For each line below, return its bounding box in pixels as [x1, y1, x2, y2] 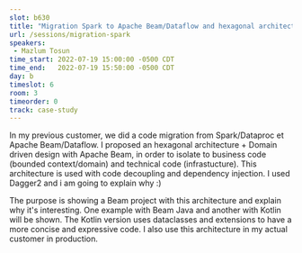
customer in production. [9, 233, 99, 244]
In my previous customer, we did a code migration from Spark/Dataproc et [9, 130, 285, 140]
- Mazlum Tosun [13, 47, 70, 56]
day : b [9, 72, 34, 81]
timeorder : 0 [9, 96, 58, 106]
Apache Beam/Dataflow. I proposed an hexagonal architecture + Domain [9, 140, 278, 150]
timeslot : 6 [9, 80, 54, 89]
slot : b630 [9, 13, 50, 23]
